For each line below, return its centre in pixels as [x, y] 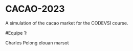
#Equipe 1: [16, 33]
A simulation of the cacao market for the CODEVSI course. [67, 23]
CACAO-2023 [35, 9]
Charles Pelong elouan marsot [37, 43]
